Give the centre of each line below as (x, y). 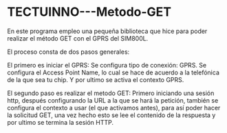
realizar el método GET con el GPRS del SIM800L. (78, 38)
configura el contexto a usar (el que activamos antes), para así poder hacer (114, 108)
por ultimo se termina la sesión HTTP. (61, 122)
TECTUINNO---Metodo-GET (89, 12)
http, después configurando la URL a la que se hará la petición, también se (113, 100)
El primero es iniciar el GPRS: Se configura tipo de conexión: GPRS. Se (107, 65)
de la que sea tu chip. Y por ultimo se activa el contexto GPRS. (96, 79)
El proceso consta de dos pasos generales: (68, 52)
